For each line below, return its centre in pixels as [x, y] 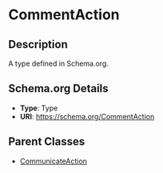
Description [38, 44]
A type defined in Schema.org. [59, 63]
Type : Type [39, 108]
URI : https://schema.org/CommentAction [87, 116]
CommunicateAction [54, 161]
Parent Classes [47, 142]
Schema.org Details [59, 89]
